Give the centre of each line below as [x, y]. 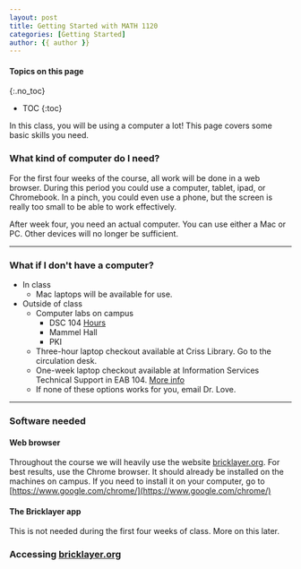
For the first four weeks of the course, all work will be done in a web [135, 178]
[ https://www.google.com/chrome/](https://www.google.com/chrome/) [140, 491]
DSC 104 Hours [77, 323]
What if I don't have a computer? [82, 265]
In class [36, 285]
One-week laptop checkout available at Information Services [147, 371]
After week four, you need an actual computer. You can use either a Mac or [148, 224]
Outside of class [52, 304]
